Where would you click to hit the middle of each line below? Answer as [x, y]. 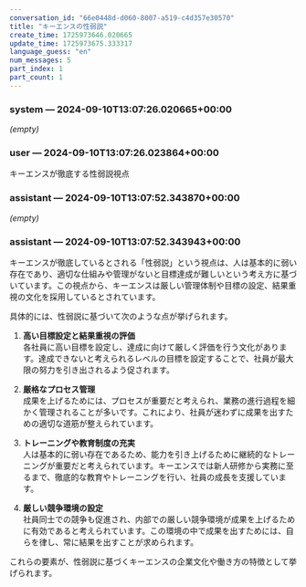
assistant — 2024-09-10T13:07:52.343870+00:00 [125, 198]
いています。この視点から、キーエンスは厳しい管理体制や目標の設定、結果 [149, 285]
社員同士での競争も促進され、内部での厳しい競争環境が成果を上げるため [158, 519]
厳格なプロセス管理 [59, 389]
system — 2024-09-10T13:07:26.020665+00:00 [121, 109]
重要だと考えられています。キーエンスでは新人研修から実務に [170, 466]
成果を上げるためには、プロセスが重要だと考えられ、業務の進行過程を [155, 400]
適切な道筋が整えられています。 [98, 423]
